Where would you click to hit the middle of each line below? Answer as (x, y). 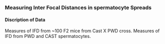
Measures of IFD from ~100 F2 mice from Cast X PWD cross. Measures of (82, 31)
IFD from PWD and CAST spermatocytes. (48, 36)
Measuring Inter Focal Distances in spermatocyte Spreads (78, 8)
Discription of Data (25, 20)
